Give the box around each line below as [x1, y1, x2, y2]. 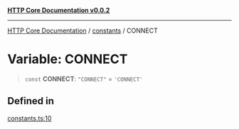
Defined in [7, 95, 55, 107]
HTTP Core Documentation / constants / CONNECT [7, 26, 158, 35]
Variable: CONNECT [7, 51, 128, 67]
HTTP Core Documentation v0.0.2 [7, 6, 110, 14]
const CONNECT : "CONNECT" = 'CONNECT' [24, 74, 144, 83]
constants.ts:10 [7, 113, 52, 123]
